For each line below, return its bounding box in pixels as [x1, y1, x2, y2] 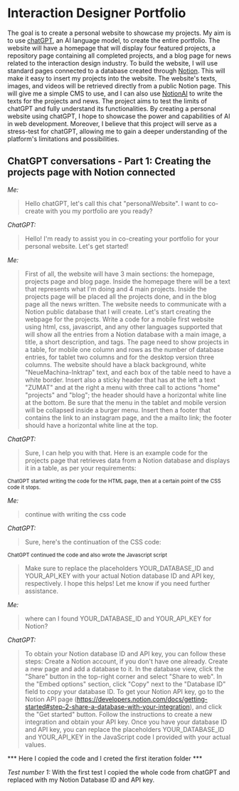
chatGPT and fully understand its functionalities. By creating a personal [7, 104, 216, 113]
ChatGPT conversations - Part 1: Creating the [7, 155, 211, 167]
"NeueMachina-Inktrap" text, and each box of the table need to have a [24, 368, 231, 376]
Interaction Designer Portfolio [7, 5, 186, 21]
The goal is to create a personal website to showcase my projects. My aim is [7, 29, 231, 37]
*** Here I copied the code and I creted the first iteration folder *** [7, 754, 203, 762]
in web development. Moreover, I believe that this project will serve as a [7, 119, 217, 128]
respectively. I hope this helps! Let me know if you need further [24, 579, 211, 587]
